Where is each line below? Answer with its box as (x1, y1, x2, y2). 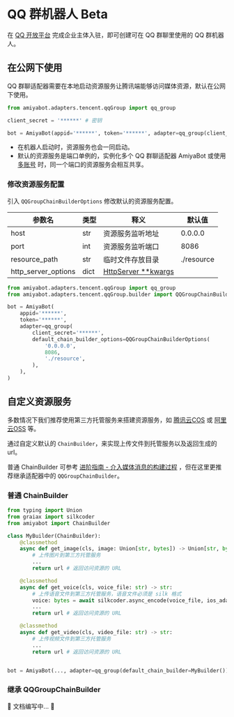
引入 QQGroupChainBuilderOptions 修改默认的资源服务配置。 (7, 197, 178, 205)
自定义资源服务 (7, 395, 72, 408)
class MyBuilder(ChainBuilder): (7, 532, 101, 539)
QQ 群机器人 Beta (7, 6, 108, 22)
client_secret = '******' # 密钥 (7, 116, 102, 124)
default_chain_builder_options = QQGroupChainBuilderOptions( (32, 335, 210, 342)
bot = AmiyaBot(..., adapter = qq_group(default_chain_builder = (7, 667, 192, 674)
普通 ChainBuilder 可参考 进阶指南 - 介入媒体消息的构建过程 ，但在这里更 (7, 462, 216, 471)
